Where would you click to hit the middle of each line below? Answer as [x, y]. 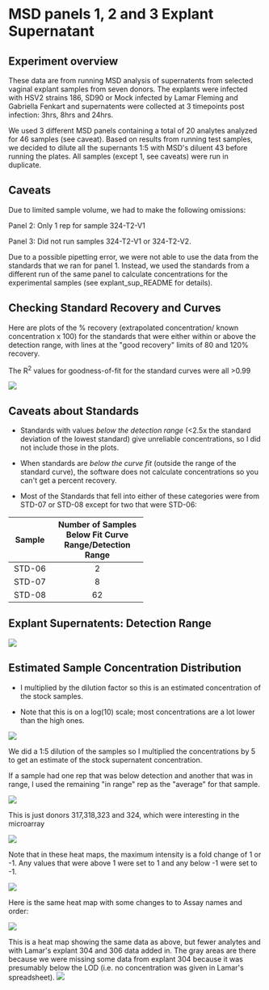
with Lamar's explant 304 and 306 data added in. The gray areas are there [132, 950]
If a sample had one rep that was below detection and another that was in [130, 775]
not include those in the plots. [69, 448]
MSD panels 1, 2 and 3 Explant [111, 14]
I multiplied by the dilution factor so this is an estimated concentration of [140, 687]
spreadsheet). [32, 977]
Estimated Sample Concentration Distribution [125, 668]
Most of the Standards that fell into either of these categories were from [140, 496]
